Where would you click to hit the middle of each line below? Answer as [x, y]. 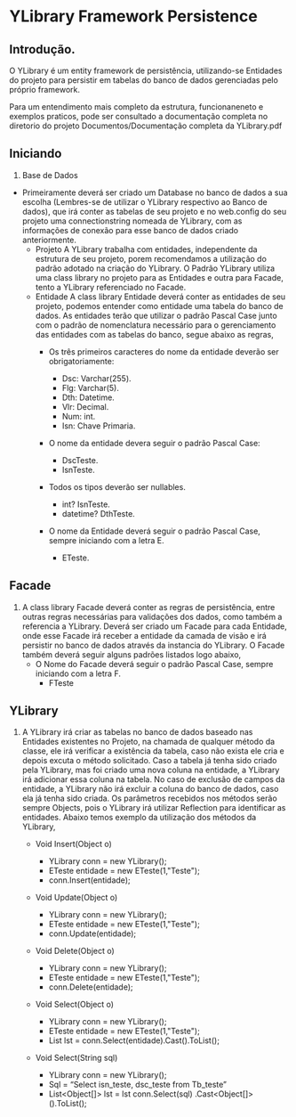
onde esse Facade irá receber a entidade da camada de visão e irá [144, 635]
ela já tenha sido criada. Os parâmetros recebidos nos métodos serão [149, 798]
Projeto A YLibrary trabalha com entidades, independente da [146, 249]
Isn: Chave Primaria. [99, 426]
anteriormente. [49, 240]
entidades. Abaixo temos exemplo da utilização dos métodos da [139, 818]
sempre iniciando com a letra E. [106, 540]
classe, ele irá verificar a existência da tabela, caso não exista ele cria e [153, 751]
